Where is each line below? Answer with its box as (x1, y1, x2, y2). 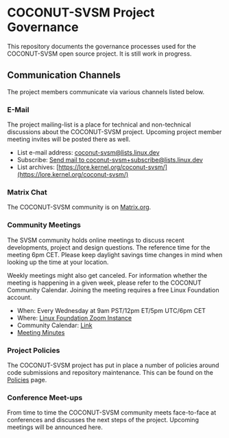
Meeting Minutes (16, 328, 65, 336)
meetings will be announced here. (7, 423, 103, 431)
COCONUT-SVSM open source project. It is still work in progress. (7, 50, 192, 58)
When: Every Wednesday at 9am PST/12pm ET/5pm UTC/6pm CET (16, 306, 206, 314)
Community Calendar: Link (16, 321, 93, 329)
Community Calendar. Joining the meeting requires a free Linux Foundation (7, 285, 219, 294)
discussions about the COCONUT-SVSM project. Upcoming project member (7, 128, 222, 136)
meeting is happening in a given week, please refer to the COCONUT (7, 278, 202, 287)
